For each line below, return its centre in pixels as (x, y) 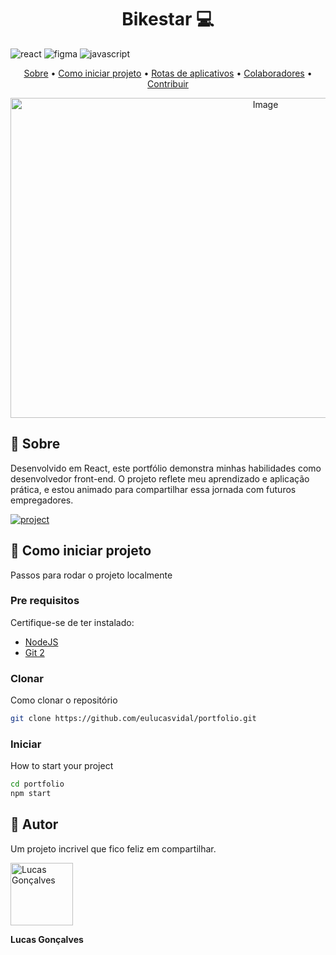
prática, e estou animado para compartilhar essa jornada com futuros (153, 489)
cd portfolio (37, 784)
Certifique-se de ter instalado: (72, 622)
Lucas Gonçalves (47, 939)
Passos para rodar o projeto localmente (91, 575)
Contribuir (168, 83)
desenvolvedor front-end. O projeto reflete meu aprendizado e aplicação (160, 478)
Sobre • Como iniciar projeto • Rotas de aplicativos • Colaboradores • (168, 73)
